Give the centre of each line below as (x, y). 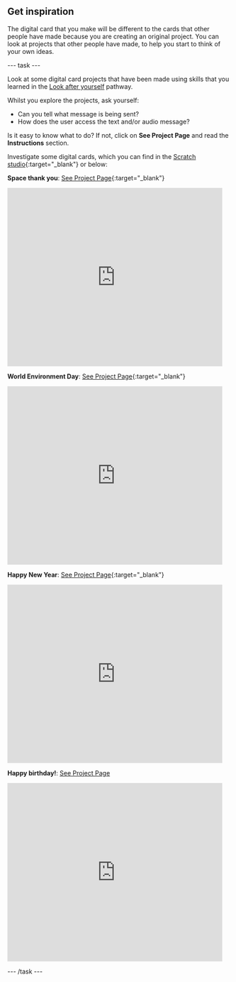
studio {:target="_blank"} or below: (57, 164)
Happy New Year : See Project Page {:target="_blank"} (86, 574)
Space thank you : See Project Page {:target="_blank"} (86, 178)
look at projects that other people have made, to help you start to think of (114, 44)
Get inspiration (41, 12)
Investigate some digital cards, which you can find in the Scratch (102, 156)
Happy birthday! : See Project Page (59, 773)
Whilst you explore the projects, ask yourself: (73, 100)
